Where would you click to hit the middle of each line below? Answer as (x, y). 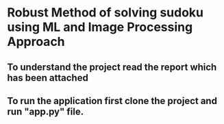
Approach (36, 42)
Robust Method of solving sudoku (105, 13)
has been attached (48, 78)
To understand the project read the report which (112, 67)
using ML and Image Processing (100, 27)
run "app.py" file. (46, 111)
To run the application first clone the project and (112, 101)
